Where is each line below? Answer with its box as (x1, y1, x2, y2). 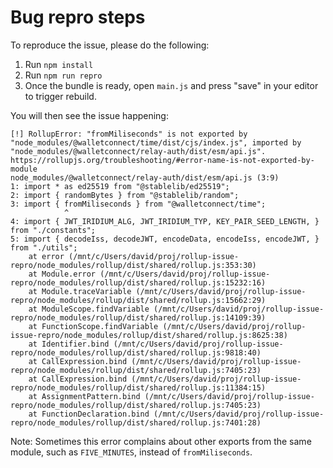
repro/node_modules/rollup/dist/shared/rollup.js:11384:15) (10, 382, 267, 393)
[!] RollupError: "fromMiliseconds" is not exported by (10, 129, 248, 139)
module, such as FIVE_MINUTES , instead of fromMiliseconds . (10, 446, 253, 458)
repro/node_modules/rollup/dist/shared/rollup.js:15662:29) (10, 295, 267, 305)
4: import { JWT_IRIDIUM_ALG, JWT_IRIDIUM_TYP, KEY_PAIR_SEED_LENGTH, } (10, 216, 320, 226)
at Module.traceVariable (28, 286, 132, 296)
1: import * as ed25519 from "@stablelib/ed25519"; (10, 181, 230, 191)
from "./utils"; (10, 242, 78, 253)
